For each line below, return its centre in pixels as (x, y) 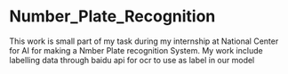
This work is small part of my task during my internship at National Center (144, 41)
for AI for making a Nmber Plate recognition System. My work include (136, 50)
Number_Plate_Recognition (112, 16)
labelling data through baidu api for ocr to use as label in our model (132, 60)
